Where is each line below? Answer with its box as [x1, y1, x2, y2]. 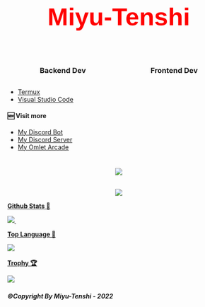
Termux [17, 88, 40, 96]
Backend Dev [40, 65, 86, 75]
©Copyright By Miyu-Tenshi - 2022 [7, 292, 113, 301]
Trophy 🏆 [7, 258, 37, 267]
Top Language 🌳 [7, 230, 57, 238]
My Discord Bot [17, 127, 64, 136]
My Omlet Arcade [17, 143, 69, 151]
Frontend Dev [150, 65, 198, 75]
